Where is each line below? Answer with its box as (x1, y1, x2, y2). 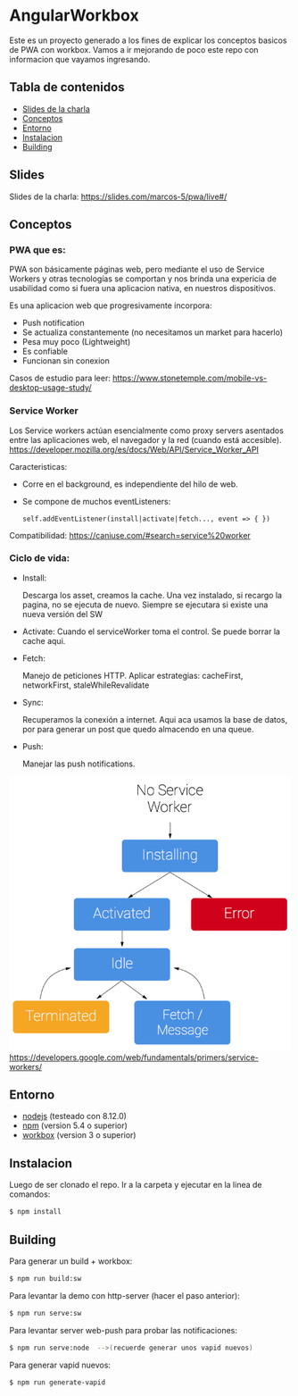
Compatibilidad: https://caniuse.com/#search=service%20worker (9, 530, 252, 540)
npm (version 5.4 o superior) (21, 1120, 128, 1131)
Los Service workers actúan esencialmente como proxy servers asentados (9, 425, 284, 436)
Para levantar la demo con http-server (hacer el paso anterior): (9, 1290, 241, 1300)
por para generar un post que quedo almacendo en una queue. (21, 723, 254, 734)
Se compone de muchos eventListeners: (21, 496, 171, 506)
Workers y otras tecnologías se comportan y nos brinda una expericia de (9, 273, 277, 284)
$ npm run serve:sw (9, 1308, 82, 1317)
